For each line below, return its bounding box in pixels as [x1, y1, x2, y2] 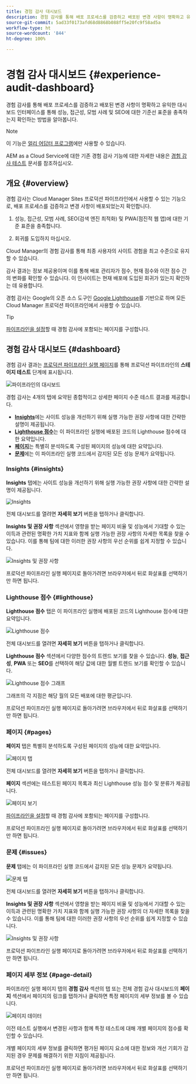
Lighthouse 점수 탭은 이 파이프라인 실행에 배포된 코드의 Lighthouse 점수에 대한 [6, 608, 188, 615]
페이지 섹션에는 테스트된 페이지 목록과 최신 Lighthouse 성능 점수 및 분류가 [6, 780, 175, 787]
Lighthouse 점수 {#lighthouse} [6, 593, 94, 601]
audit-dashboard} [6, 81, 95, 95]
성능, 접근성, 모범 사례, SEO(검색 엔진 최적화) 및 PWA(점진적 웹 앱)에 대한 [14, 215, 183, 222]
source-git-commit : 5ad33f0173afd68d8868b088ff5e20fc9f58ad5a [6, 19, 161, 25]
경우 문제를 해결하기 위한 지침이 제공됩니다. [16, 1052, 116, 1059]
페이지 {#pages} [6, 728, 52, 736]
